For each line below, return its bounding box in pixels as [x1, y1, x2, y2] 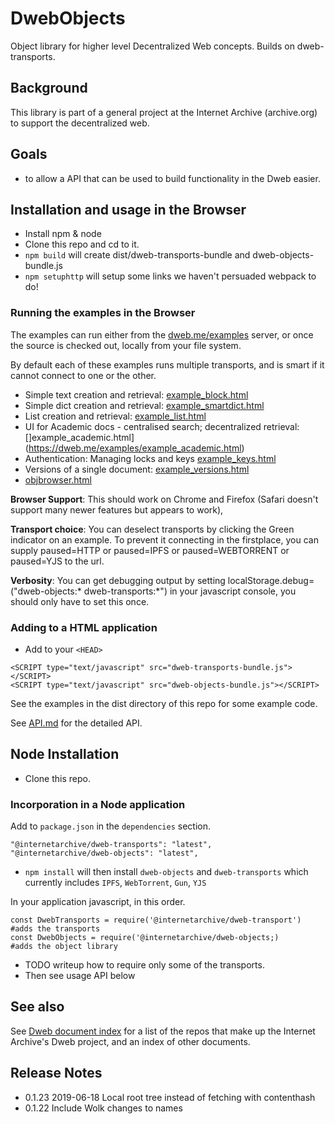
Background [10, 80, 88, 97]
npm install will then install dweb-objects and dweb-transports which [24, 866, 309, 878]
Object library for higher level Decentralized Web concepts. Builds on [10, 40, 295, 52]
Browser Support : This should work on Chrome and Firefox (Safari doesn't [10, 493, 319, 505]
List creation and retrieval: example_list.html [24, 410, 207, 422]
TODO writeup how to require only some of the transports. [24, 959, 265, 971]
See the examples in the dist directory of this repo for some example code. [10, 697, 318, 709]
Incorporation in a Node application [10, 797, 186, 811]
